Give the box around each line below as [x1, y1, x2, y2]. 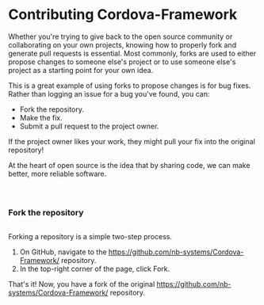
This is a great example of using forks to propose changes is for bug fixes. [8, 81, 251, 90]
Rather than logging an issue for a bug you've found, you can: [8, 89, 210, 98]
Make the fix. [19, 112, 63, 122]
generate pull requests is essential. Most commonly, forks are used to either [8, 48, 256, 58]
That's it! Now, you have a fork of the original [8, 279, 155, 288]
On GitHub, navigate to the [19, 247, 107, 257]
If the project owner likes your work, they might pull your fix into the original [8, 136, 255, 146]
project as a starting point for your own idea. [8, 65, 154, 74]
